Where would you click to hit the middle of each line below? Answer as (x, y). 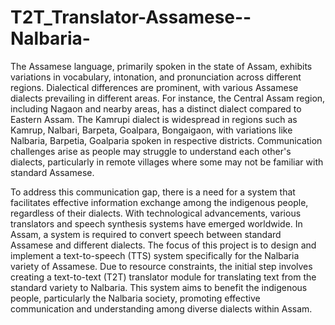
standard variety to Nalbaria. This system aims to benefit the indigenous (159, 287)
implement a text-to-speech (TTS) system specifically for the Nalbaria (155, 255)
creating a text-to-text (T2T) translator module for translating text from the (163, 277)
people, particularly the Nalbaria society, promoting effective (135, 298)
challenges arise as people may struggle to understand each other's (151, 151)
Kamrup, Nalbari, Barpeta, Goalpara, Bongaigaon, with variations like (151, 130)
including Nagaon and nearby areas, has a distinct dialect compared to (156, 108)
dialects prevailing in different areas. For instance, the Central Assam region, (168, 98)
